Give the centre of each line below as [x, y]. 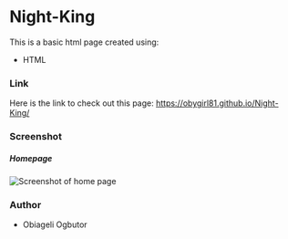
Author [26, 205]
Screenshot [36, 137]
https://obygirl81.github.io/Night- [217, 103]
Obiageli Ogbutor [55, 224]
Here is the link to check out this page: [82, 103]
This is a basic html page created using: [84, 42]
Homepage [31, 158]
